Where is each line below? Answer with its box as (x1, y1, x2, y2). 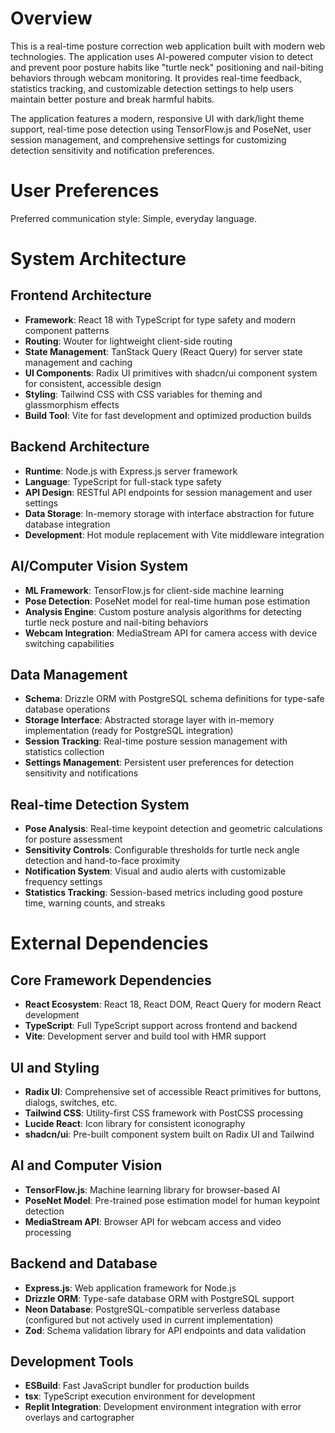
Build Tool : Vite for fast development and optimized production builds (24, 409, 312, 421)
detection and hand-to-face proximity (24, 855, 181, 867)
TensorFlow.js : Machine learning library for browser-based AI (24, 1183, 281, 1196)
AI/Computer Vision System (10, 558, 189, 575)
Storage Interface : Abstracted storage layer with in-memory (24, 714, 275, 726)
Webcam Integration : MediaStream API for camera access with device (24, 627, 318, 639)
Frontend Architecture (10, 287, 152, 304)
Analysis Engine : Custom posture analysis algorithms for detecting (24, 605, 302, 617)
